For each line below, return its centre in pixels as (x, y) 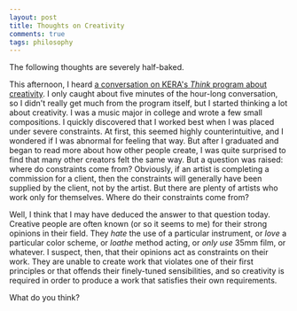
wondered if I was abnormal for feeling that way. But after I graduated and (144, 141)
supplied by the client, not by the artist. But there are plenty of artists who (144, 188)
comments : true (37, 34)
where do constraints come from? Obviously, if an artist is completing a (139, 169)
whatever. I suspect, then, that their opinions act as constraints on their (139, 253)
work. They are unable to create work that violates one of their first (132, 261)
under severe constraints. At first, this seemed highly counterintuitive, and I (146, 132)
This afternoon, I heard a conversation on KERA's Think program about (138, 84)
